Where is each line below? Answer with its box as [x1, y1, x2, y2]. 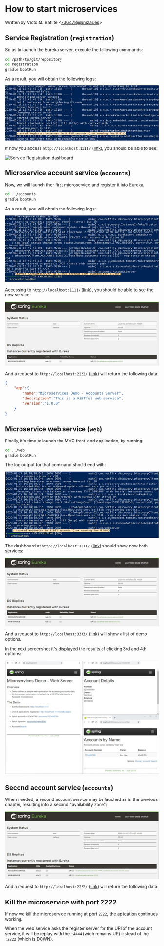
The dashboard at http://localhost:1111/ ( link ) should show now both [5, 543, 148, 548]
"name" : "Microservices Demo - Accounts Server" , [22, 391, 123, 396]
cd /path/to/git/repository [5, 57, 62, 62]
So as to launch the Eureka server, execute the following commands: [5, 46, 143, 52]
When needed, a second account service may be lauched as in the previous [5, 796, 158, 802]
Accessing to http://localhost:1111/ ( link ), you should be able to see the [5, 287, 154, 293]
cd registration [5, 62, 38, 67]
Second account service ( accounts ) [5, 783, 114, 792]
